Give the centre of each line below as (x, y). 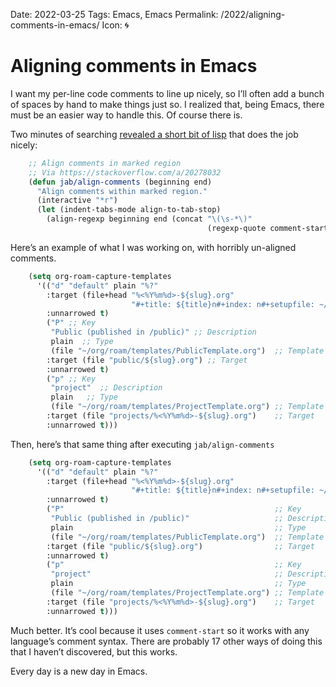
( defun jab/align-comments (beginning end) (120, 182)
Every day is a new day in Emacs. (79, 671)
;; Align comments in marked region (105, 163)
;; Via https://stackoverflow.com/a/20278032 (125, 172)
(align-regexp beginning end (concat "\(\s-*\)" (149, 219)
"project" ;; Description (106, 388)
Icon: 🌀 (115, 25)
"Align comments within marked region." (122, 191)
